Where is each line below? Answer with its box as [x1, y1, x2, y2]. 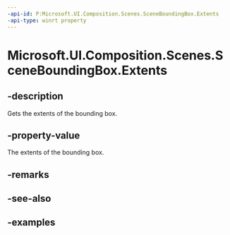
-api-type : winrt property [7, 17, 87, 24]
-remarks [7, 169, 49, 181]
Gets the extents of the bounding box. [7, 109, 118, 117]
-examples [7, 217, 56, 229]
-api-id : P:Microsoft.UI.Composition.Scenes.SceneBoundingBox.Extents [7, 10, 219, 18]
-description [7, 90, 63, 102]
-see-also [7, 193, 52, 205]
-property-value [7, 129, 80, 141]
